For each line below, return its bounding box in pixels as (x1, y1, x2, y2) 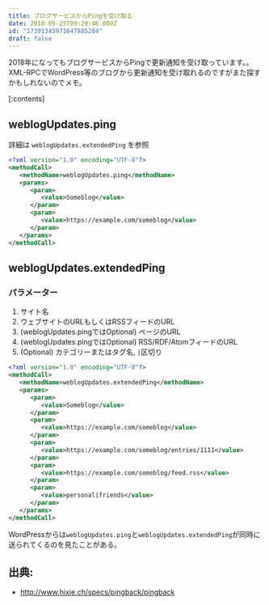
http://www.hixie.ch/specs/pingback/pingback (19, 587, 175, 597)
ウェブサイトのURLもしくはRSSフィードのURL (19, 317, 175, 327)
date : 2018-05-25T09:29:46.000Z (8, 19, 117, 27)
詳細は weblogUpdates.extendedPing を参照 (8, 140, 149, 150)
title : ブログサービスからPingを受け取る (8, 11, 133, 20)
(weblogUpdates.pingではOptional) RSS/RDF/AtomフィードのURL (19, 337, 238, 347)
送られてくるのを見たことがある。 (8, 539, 121, 549)
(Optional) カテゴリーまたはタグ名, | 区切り (19, 347, 163, 357)
